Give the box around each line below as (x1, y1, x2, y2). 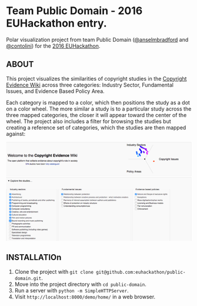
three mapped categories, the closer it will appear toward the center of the (6, 111, 187, 118)
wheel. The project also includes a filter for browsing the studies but (6, 118, 172, 125)
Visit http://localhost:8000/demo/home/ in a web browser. (14, 293, 156, 300)
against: (6, 130, 25, 137)
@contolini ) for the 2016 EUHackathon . (6, 42, 101, 49)
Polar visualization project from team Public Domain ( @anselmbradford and (6, 36, 189, 43)
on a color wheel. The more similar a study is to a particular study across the (6, 105, 192, 112)
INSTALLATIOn (6, 252, 62, 262)
